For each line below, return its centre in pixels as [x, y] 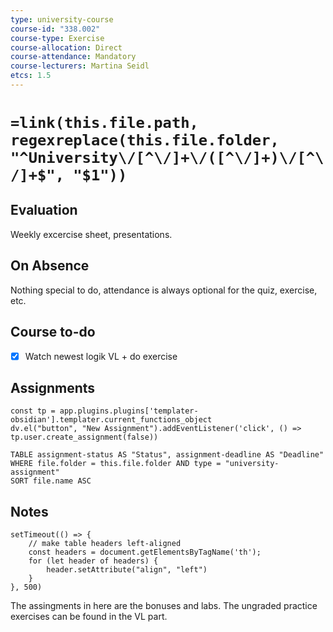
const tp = [33, 411]
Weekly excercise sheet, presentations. [91, 234]
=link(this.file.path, [104, 123]
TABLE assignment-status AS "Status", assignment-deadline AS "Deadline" [167, 455]
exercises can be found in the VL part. [89, 617]
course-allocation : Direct [66, 47]
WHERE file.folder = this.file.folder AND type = [116, 464]
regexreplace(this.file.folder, [145, 140]
